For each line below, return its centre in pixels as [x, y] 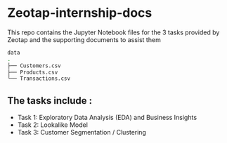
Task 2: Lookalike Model [52, 125]
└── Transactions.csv [39, 79]
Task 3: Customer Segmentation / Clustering [82, 132]
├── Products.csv [33, 72]
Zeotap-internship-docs [80, 13]
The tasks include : [50, 101]
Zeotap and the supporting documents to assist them [84, 39]
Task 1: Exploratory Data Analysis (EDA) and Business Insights [107, 118]
